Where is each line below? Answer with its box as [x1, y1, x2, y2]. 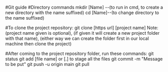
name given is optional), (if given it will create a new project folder [22, 30, 160, 36]
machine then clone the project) [5, 41, 72, 47]
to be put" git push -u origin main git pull [5, 61, 90, 67]
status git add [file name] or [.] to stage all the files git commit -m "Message [5, 56, 163, 62]
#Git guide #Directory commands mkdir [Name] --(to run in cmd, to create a [5, 5, 163, 10]
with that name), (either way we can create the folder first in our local [5, 35, 149, 41]
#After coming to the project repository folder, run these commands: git [5, 50, 154, 56]
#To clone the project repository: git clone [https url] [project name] [5, 25, 146, 31]
